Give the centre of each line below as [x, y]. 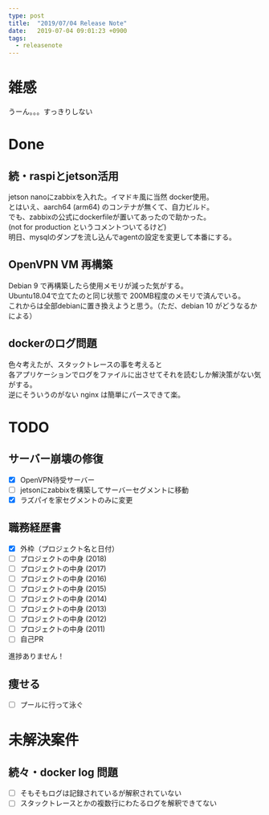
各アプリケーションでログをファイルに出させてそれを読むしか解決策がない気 [135, 374]
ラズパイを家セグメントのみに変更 [76, 499]
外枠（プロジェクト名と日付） [69, 548]
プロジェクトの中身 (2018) [63, 558]
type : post [26, 16]
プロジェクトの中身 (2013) [63, 609]
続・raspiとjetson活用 [63, 176]
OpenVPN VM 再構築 [61, 265]
